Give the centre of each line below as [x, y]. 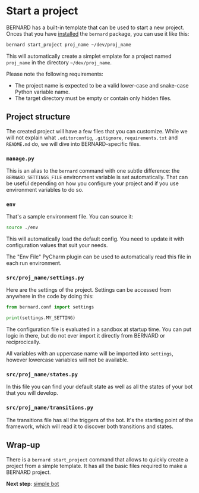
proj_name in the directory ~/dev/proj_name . [59, 62]
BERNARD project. [29, 472]
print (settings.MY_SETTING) [41, 318]
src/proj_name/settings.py [45, 278]
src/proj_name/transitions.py [50, 408]
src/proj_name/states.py [42, 375]
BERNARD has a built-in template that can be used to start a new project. [95, 27]
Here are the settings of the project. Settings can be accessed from [89, 290]
